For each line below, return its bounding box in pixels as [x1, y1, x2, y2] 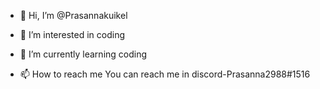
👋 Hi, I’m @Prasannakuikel [19, 10, 128, 21]
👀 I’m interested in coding [19, 29, 126, 40]
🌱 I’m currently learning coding [19, 48, 148, 60]
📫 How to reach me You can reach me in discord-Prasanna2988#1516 [19, 68, 311, 80]
